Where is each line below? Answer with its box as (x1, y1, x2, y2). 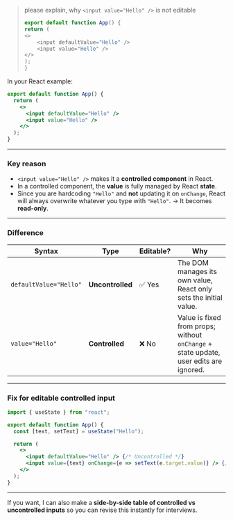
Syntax (34, 246, 59, 256)
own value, (177, 275, 213, 284)
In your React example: (7, 77, 73, 86)
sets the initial (177, 292, 223, 302)
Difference (7, 228, 44, 238)
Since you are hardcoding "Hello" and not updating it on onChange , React (17, 189, 226, 198)
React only (177, 284, 213, 294)
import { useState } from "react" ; (7, 408, 110, 416)
